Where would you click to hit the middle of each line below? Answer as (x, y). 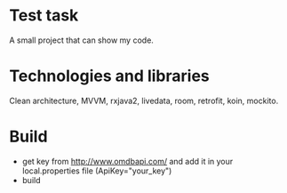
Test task (44, 16)
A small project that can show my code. (81, 40)
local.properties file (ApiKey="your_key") (97, 171)
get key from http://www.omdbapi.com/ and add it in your (128, 161)
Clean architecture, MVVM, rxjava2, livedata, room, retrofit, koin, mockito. (144, 101)
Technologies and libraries (110, 76)
